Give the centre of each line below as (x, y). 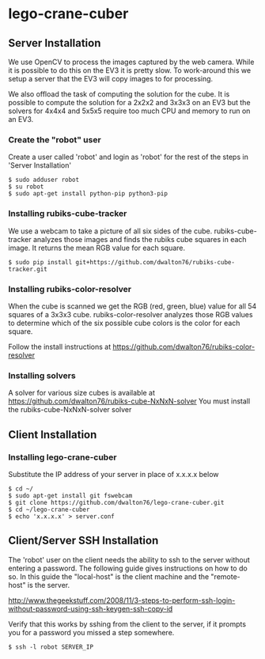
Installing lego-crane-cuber (62, 457)
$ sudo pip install (40, 262)
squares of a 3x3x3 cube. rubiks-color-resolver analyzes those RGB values (131, 314)
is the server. (49, 585)
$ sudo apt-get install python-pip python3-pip (88, 194)
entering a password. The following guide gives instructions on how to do (128, 568)
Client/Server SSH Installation (83, 541)
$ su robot (26, 187)
